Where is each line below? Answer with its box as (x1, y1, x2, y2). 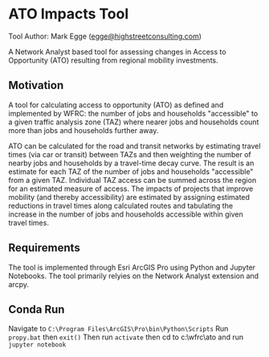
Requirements (8, 241, 80, 255)
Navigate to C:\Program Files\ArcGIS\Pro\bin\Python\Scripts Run (8, 324, 229, 334)
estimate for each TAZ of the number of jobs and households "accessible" (8, 166, 254, 176)
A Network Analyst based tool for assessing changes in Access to (8, 47, 226, 56)
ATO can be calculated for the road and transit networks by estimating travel (8, 141, 261, 151)
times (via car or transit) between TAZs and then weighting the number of (8, 149, 251, 159)
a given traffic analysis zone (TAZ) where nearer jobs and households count (8, 117, 259, 127)
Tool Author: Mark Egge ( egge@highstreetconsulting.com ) (8, 31, 202, 41)
